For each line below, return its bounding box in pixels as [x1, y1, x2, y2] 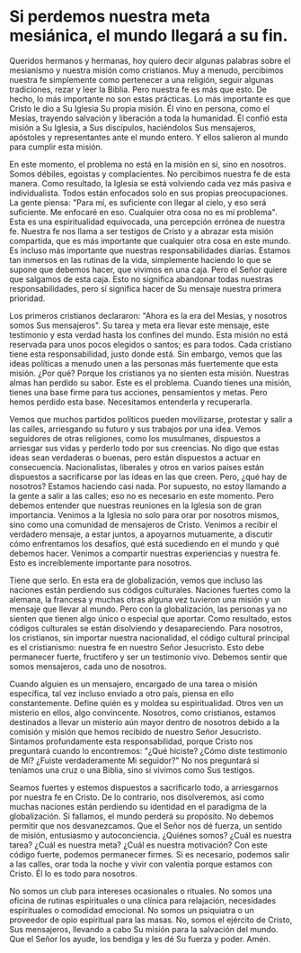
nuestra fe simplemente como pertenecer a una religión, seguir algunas [9, 74, 274, 85]
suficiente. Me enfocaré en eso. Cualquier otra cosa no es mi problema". [9, 206, 278, 217]
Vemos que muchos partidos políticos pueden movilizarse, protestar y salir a [9, 413, 293, 424]
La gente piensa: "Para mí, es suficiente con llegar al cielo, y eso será [9, 196, 267, 208]
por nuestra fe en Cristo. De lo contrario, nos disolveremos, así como [9, 791, 265, 803]
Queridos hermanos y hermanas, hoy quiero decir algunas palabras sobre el [9, 55, 291, 66]
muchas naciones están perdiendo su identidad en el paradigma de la [9, 801, 268, 812]
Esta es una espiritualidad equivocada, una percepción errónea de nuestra [9, 216, 286, 227]
